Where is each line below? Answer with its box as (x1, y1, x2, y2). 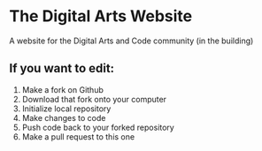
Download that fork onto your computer (21, 94, 166, 104)
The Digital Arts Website (9, 6, 193, 26)
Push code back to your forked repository (21, 122, 174, 132)
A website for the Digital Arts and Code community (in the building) (9, 35, 254, 46)
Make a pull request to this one (21, 131, 135, 142)
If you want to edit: (9, 61, 115, 76)
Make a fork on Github (21, 84, 104, 94)
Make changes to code (21, 112, 106, 123)
